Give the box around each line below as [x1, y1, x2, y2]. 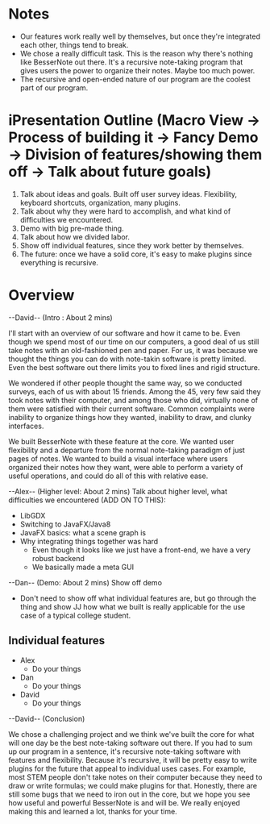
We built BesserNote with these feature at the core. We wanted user [8, 436, 235, 446]
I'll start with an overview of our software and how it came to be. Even [8, 328, 240, 338]
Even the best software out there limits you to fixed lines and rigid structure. [8, 362, 260, 372]
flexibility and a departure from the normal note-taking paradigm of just [8, 445, 246, 455]
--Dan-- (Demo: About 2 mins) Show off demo [8, 577, 163, 587]
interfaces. [8, 421, 44, 431]
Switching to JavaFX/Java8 [19, 519, 111, 529]
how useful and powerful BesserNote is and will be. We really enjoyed [8, 797, 240, 807]
